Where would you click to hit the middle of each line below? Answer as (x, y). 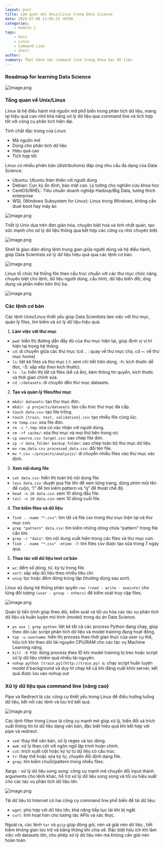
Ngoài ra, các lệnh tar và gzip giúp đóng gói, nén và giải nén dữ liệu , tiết (79, 825)
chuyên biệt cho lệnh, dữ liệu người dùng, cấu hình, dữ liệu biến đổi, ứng (78, 278)
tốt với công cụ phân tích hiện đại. (39, 121)
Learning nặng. (27, 648)
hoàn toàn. (16, 840)
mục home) (24, 357)
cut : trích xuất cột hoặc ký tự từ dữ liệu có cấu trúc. (64, 751)
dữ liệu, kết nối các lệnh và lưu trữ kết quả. (48, 702)
